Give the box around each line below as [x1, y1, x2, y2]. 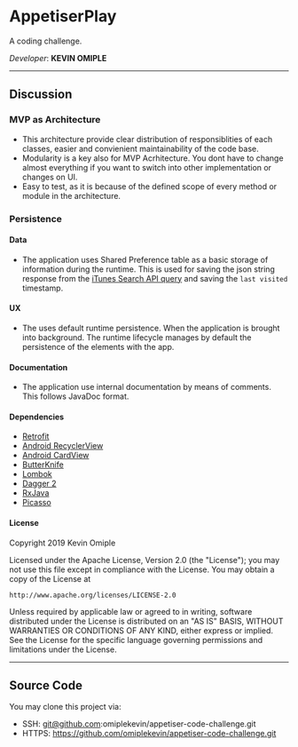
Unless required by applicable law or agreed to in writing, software [9, 606, 253, 616]
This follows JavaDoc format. [21, 391, 129, 401]
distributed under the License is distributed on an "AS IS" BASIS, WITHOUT [9, 616, 284, 626]
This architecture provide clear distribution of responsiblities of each [21, 133, 273, 144]
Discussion [9, 87, 73, 102]
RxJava [21, 488, 50, 498]
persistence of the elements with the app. [21, 341, 175, 352]
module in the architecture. [21, 190, 122, 201]
